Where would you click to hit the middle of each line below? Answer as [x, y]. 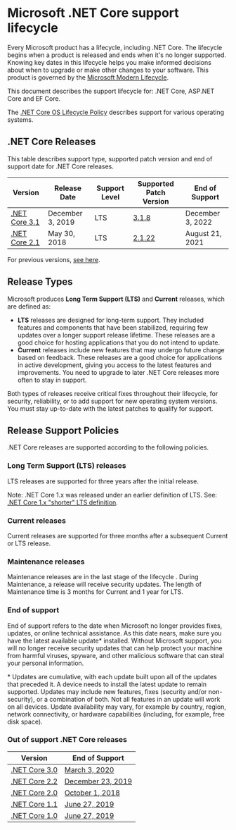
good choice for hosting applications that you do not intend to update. [119, 342]
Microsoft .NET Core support [93, 13]
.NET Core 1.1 [34, 804]
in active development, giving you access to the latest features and [114, 365]
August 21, [204, 233]
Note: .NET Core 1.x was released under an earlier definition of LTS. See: [112, 495]
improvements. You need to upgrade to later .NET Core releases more [118, 372]
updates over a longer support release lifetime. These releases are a [116, 335]
